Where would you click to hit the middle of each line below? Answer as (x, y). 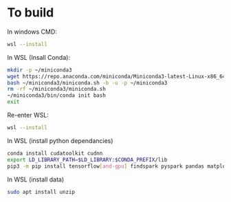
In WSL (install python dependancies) (60, 141)
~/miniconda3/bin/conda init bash (57, 96)
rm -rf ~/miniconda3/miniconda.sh (57, 89)
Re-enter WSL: (28, 115)
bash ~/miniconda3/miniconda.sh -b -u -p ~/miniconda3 (87, 83)
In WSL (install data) (36, 179)
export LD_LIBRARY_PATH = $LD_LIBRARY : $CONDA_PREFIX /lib (87, 159)
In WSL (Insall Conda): (39, 57)
